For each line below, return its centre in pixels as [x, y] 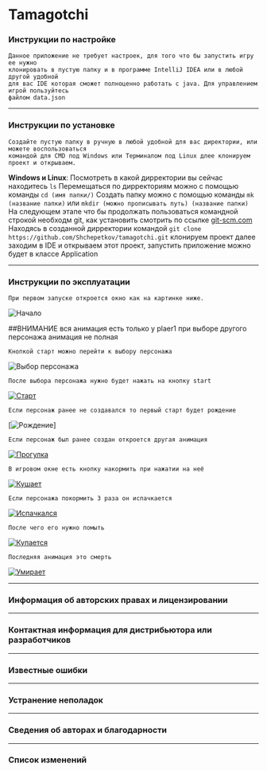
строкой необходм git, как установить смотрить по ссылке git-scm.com [130, 220]
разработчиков [40, 640]
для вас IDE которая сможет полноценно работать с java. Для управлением [133, 84]
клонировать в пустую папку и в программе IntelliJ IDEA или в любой [126, 70]
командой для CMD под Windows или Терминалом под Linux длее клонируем [129, 156]
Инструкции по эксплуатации [69, 282]
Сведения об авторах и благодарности [87, 730]
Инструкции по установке [62, 125]
